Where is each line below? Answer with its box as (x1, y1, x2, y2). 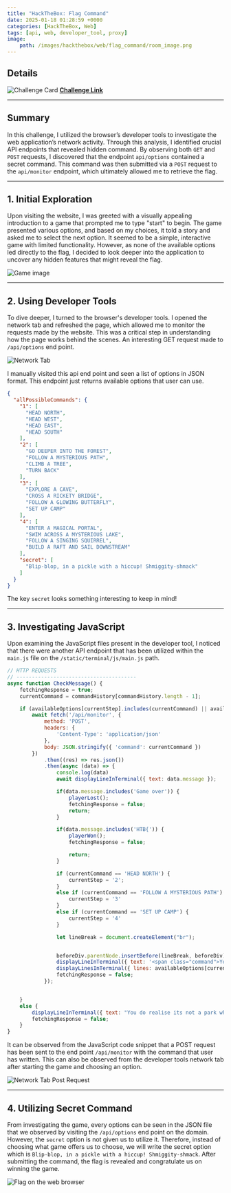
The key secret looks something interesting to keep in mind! (7, 595, 177, 603)
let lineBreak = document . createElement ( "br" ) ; (56, 933, 195, 940)
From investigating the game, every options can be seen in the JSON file (7, 1121, 212, 1129)
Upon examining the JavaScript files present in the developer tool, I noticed (7, 640, 221, 648)
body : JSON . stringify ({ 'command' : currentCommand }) (43, 743, 201, 750)
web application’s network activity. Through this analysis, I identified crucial (7, 138, 221, 146)
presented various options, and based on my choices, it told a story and (7, 226, 211, 235)
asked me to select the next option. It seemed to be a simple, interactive (7, 233, 211, 242)
